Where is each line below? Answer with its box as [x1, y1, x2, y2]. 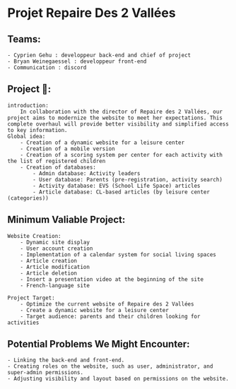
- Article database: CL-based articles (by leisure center [33, 188, 211, 196]
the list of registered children [7, 157, 106, 164]
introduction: [7, 102, 49, 109]
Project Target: [7, 294, 55, 301]
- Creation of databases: [20, 164, 97, 171]
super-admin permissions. [7, 369, 83, 376]
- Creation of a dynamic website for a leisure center [20, 139, 185, 146]
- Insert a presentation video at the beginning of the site [20, 275, 203, 283]
